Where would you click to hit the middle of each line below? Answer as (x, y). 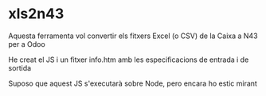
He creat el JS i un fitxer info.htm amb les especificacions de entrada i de (129, 60)
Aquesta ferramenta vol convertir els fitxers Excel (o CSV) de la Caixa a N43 (133, 36)
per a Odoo (27, 44)
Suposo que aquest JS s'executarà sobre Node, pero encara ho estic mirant (133, 83)
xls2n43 (36, 14)
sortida (20, 67)
